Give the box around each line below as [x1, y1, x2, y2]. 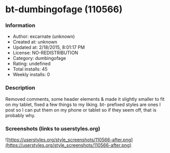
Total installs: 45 [12, 66, 48, 72]
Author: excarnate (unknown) [12, 33, 75, 39]
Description [5, 84, 35, 92]
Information [5, 22, 35, 29]
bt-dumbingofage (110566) [5, 4, 123, 15]
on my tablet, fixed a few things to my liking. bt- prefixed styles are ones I [5, 101, 161, 107]
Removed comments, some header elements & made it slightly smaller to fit [5, 96, 165, 102]
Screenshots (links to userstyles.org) [5, 125, 101, 132]
